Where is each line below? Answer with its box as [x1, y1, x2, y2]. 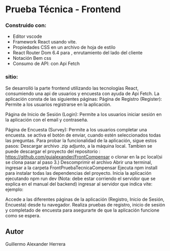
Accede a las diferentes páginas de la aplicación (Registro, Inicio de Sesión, [5, 196, 165, 202]
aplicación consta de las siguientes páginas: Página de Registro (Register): [5, 96, 162, 102]
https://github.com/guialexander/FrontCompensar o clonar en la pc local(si [5, 153, 162, 159]
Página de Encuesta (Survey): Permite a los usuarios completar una [5, 126, 147, 132]
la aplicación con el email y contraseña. [5, 117, 88, 123]
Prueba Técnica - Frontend [5, 4, 121, 15]
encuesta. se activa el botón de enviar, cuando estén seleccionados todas [5, 132, 161, 138]
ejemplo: [5, 186, 24, 192]
